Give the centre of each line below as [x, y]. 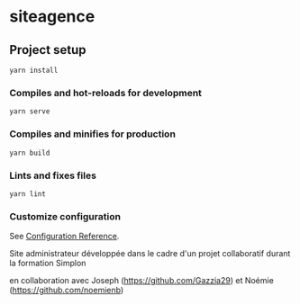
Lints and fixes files [53, 175]
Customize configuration [65, 216]
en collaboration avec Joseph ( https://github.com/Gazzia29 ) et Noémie [142, 281]
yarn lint [28, 194]
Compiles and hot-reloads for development [106, 93]
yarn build [30, 153]
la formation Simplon [48, 264]
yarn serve [30, 112]
